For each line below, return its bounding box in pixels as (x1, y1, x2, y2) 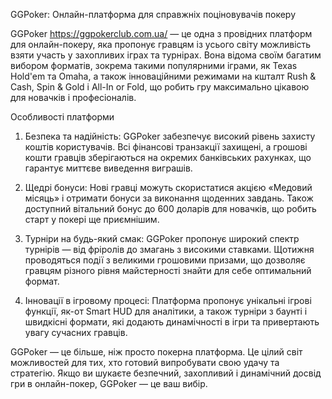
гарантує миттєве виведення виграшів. (24, 162, 193, 174)
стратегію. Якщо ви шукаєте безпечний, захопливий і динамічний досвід (10, 367, 322, 379)
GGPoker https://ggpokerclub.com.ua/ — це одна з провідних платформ (10, 28, 313, 39)
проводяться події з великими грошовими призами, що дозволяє (24, 254, 306, 266)
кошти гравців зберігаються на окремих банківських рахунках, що (24, 152, 312, 163)
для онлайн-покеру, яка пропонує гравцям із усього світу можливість (10, 39, 312, 50)
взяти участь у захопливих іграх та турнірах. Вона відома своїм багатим (10, 49, 322, 61)
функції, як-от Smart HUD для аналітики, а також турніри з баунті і (24, 305, 308, 317)
